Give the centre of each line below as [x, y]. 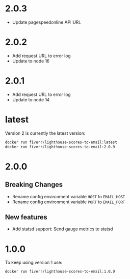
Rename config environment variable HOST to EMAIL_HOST [68, 196]
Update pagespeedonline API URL [47, 22]
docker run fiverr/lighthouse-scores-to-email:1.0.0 [60, 272]
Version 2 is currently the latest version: [45, 133]
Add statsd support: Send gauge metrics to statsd [63, 229]
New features [26, 217]
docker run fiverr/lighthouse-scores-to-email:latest [61, 142]
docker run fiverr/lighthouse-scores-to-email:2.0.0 [60, 147]
